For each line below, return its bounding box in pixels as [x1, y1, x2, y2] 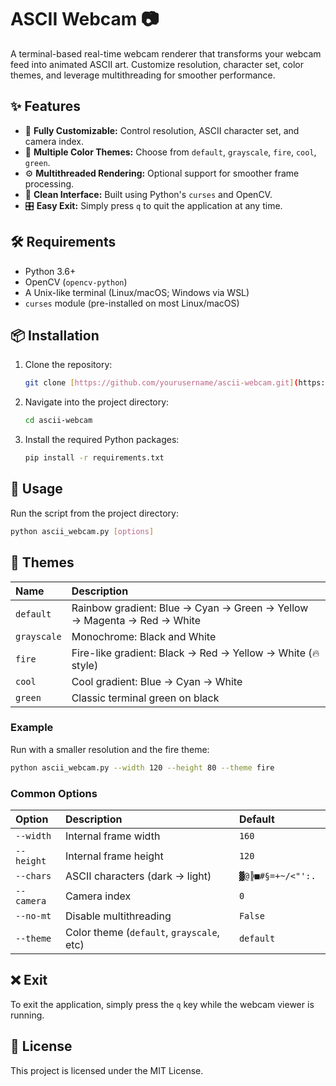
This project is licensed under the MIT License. [10, 1064, 204, 1076]
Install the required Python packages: [24, 434, 180, 446]
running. [10, 1009, 45, 1021]
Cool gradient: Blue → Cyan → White [71, 674, 243, 688]
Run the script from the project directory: [10, 507, 179, 519]
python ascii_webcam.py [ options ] [10, 526, 155, 536]
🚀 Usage [10, 481, 63, 498]
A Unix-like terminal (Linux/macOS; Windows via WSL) [24, 286, 250, 298]
